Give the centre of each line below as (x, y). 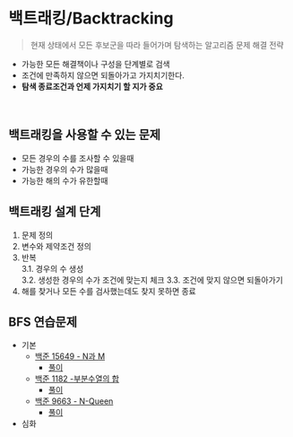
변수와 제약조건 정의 (56, 246)
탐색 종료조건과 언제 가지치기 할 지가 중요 (92, 86)
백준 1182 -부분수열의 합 (77, 379)
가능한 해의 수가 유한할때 (65, 180)
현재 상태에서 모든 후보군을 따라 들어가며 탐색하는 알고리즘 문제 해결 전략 (157, 45)
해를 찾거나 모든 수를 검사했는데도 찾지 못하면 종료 (108, 291)
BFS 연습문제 (43, 322)
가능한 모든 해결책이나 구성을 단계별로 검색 (96, 64)
